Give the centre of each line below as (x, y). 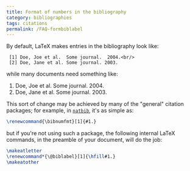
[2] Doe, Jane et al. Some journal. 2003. (64, 63)
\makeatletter (24, 151)
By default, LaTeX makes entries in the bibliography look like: (83, 46)
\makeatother (23, 162)
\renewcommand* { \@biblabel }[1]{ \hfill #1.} (61, 156)
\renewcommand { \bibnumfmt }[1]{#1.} (51, 122)
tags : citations (27, 23)
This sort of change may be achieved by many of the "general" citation (95, 104)
